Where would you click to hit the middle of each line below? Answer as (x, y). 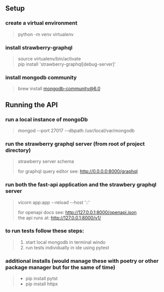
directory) (18, 150)
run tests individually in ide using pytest (67, 247)
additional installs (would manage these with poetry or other (82, 261)
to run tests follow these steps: (45, 231)
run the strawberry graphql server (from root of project (75, 144)
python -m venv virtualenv (46, 34)
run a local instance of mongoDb (47, 119)
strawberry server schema (46, 162)
